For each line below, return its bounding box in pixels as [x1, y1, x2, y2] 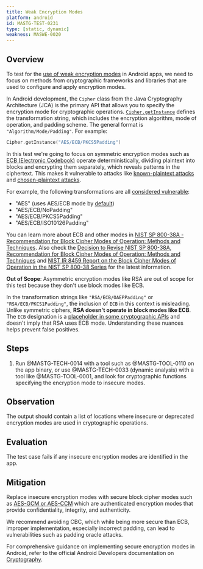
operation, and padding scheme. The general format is [6, 121, 143, 128]
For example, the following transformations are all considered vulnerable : [6, 188, 190, 195]
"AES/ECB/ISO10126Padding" [15, 219, 89, 226]
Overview [6, 54, 45, 65]
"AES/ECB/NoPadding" [15, 206, 73, 213]
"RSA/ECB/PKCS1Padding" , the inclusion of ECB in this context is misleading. [6, 300, 191, 307]
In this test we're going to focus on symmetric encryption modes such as [6, 150, 190, 157]
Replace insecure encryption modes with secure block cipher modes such [6, 493, 193, 501]
